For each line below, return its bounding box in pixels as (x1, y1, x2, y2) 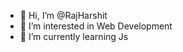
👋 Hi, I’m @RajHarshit (19, 10, 108, 21)
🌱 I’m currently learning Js (19, 31, 129, 42)
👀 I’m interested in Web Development (19, 20, 173, 32)
